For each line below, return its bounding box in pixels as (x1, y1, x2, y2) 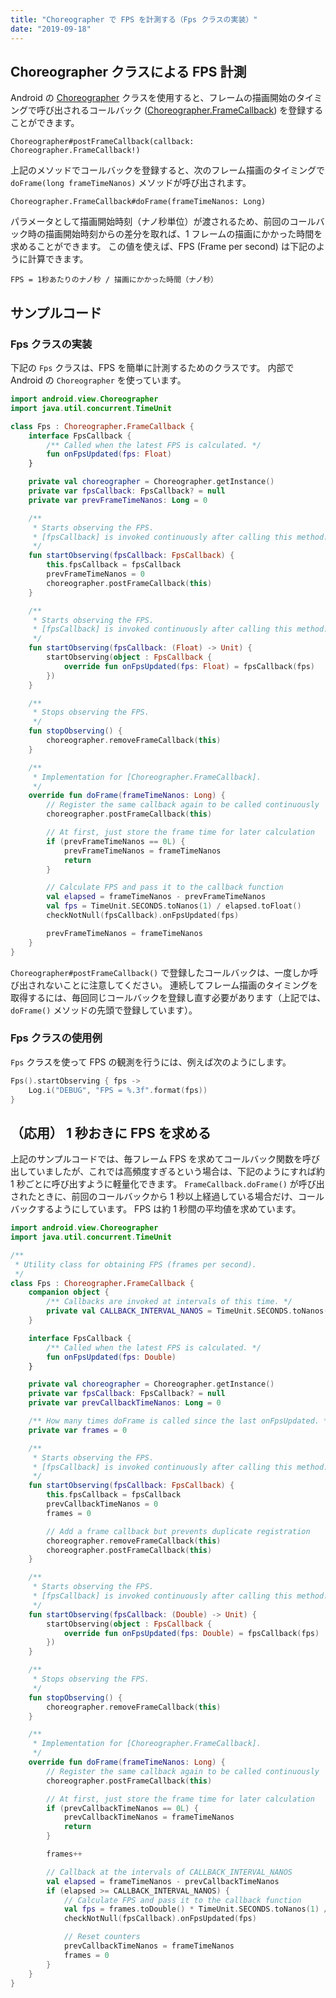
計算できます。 (27, 253, 89, 265)
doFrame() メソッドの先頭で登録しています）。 (10, 1004, 198, 1016)
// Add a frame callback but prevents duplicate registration (46, 1526, 311, 1536)
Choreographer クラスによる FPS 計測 (10, 63, 247, 80)
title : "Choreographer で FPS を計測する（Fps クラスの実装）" (10, 14, 258, 25)
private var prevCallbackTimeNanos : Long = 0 (28, 1398, 222, 1408)
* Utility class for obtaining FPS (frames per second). (14, 1259, 257, 1270)
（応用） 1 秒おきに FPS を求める (10, 1124, 212, 1141)
